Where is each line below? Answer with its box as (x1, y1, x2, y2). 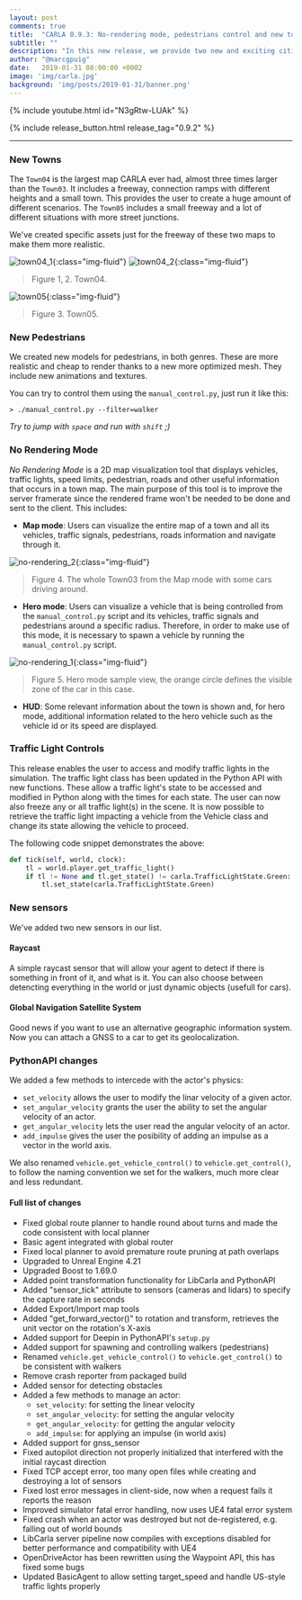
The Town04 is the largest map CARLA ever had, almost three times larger (9, 173, 279, 184)
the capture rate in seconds (22, 1293, 125, 1305)
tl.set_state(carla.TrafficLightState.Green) (41, 880, 216, 889)
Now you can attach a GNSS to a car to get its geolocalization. (9, 1032, 240, 1043)
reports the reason (22, 1495, 92, 1506)
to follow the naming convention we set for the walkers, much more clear (9, 1167, 280, 1178)
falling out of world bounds (22, 1523, 123, 1534)
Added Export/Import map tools (22, 1303, 140, 1314)
